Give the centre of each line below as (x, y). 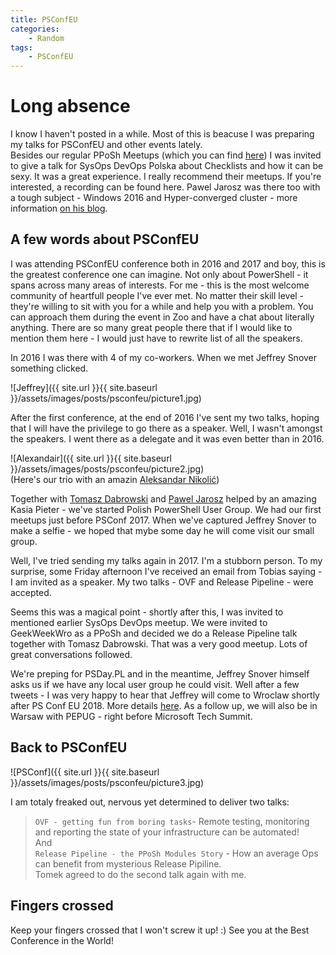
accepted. (31, 592)
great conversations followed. (71, 654)
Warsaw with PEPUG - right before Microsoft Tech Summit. (131, 716)
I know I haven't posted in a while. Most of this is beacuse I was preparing (162, 134)
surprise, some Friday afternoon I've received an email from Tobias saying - (166, 571)
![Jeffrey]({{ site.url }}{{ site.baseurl (84, 387)
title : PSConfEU (44, 19)
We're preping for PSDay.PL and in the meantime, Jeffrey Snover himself (160, 673)
